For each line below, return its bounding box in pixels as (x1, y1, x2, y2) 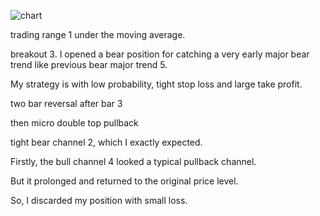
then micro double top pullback (10, 117, 139, 129)
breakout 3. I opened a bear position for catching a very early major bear (10, 48, 310, 60)
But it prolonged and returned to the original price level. (10, 175, 239, 187)
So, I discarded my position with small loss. (10, 195, 188, 206)
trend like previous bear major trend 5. (10, 59, 168, 70)
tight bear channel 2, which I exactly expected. (10, 136, 203, 148)
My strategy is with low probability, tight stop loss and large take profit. (10, 78, 303, 90)
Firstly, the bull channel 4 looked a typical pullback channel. (10, 156, 257, 167)
